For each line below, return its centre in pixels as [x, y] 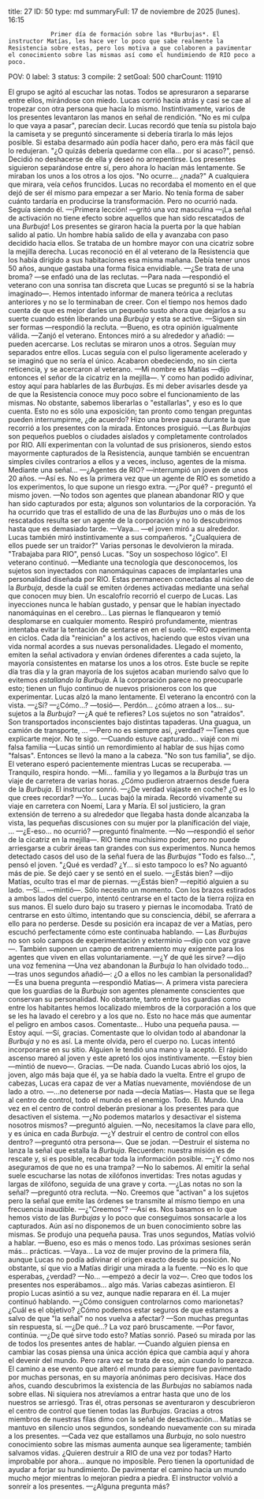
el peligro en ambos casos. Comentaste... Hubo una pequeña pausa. [119, 1024]
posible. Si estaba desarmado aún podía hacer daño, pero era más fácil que [131, 142]
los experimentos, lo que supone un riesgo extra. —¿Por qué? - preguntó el [130, 487]
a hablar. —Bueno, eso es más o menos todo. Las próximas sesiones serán [130, 1243]
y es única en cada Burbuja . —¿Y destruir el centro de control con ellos [124, 1133]
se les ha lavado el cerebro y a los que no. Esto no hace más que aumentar [130, 1016]
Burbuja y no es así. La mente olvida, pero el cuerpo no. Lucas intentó [122, 1041]
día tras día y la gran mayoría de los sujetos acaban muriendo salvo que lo [128, 672]
